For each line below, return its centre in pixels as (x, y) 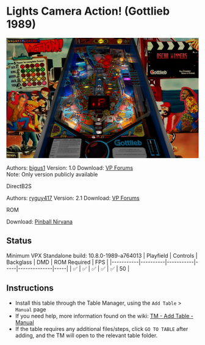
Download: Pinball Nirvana (40, 222)
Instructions (30, 288)
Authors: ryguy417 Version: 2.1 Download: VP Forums (73, 198)
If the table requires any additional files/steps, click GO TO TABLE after (102, 329)
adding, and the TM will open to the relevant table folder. (86, 335)
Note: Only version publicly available (52, 174)
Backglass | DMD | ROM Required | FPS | (57, 262)
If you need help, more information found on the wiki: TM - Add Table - (104, 316)
